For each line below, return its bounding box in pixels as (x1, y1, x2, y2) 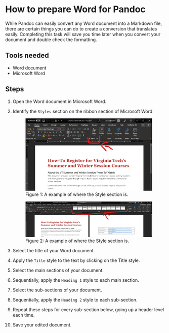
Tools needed (5, 51, 49, 60)
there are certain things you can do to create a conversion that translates (5, 25, 157, 31)
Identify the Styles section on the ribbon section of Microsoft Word (12, 108, 153, 114)
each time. (12, 312, 35, 318)
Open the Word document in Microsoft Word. (12, 98, 107, 105)
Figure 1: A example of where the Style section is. (25, 191, 129, 197)
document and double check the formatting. (5, 37, 97, 43)
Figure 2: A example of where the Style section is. (25, 238, 129, 244)
